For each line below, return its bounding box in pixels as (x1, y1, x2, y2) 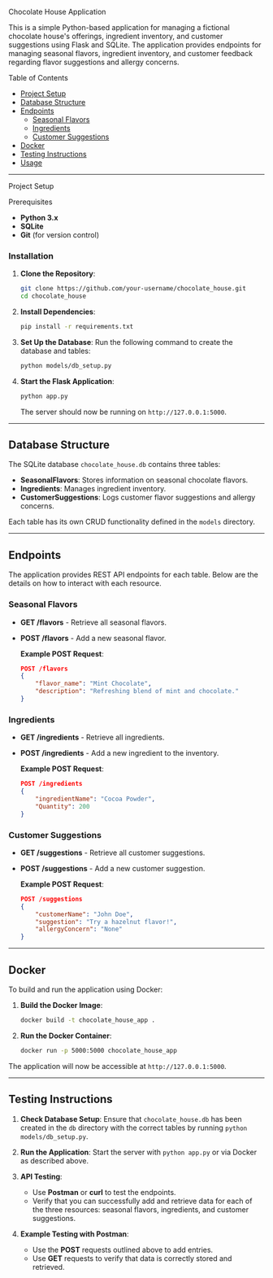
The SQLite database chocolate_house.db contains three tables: (8, 460, 221, 469)
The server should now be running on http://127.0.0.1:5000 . (19, 407, 227, 417)
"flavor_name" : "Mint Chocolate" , (35, 679, 152, 688)
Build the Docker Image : (19, 1001, 103, 1010)
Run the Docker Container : (19, 1031, 112, 1040)
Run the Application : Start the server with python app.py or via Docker (19, 1147, 258, 1157)
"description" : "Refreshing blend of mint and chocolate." (35, 687, 240, 696)
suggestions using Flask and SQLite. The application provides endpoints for (8, 40, 262, 50)
